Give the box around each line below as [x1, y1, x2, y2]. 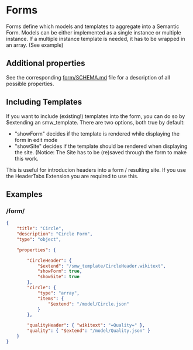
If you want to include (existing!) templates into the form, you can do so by [6, 112, 185, 120]
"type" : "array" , [37, 290, 80, 296]
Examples [6, 189, 43, 199]
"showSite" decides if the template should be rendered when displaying [14, 143, 188, 150]
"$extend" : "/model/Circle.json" [47, 301, 130, 307]
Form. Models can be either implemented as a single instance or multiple [6, 29, 181, 36]
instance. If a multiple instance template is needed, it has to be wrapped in [6, 35, 185, 42]
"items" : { [37, 296, 64, 302]
